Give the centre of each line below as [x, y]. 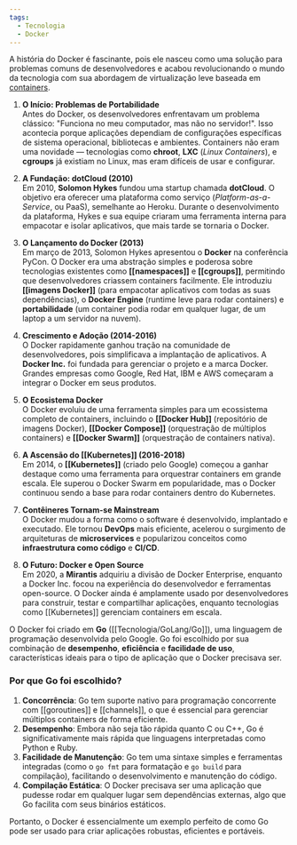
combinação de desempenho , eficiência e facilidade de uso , [122, 649]
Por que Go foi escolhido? [66, 681]
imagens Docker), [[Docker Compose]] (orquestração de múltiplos [144, 428]
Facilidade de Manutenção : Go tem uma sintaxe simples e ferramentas [152, 757]
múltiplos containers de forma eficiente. [95, 719]
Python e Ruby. [50, 747]
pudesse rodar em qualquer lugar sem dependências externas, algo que [154, 794]
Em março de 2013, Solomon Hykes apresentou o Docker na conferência [155, 252]
